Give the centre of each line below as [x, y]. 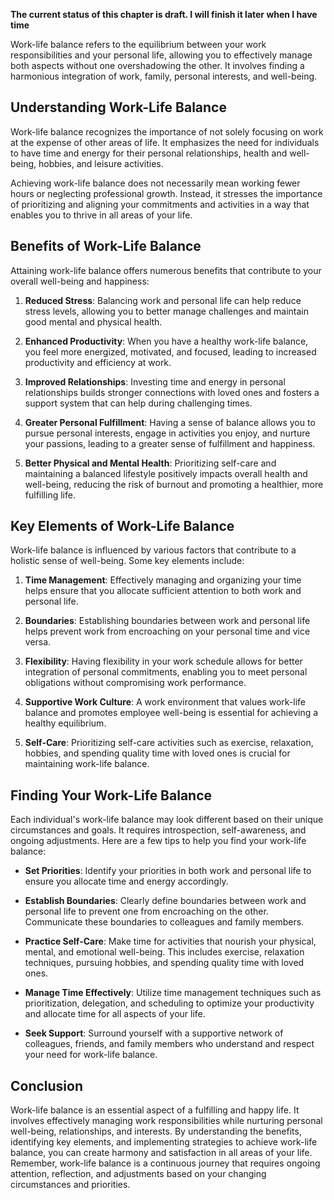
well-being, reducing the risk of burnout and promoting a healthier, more [174, 484]
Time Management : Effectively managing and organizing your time [163, 580]
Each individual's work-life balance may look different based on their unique [167, 820]
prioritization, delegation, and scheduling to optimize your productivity [169, 1003]
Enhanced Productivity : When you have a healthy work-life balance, [166, 341]
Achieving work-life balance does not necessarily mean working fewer [155, 183]
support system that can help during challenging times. [138, 403]
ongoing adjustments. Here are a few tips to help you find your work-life [158, 841]
